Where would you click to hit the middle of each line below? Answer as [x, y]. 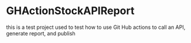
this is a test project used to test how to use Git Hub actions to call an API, [96, 27]
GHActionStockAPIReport [70, 11]
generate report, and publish [41, 33]
